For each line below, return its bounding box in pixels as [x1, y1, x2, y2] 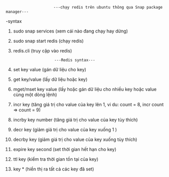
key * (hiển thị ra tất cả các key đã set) [13, 166, 94, 172]
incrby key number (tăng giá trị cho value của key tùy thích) [13, 117, 138, 123]
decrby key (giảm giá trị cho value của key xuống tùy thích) [13, 136, 138, 142]
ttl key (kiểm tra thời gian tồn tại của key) [13, 156, 98, 162]
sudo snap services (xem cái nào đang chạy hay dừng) [13, 28, 128, 34]
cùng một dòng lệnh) [13, 92, 57, 98]
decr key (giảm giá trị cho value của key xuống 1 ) [13, 127, 117, 132]
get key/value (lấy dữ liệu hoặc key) [13, 76, 88, 82]
